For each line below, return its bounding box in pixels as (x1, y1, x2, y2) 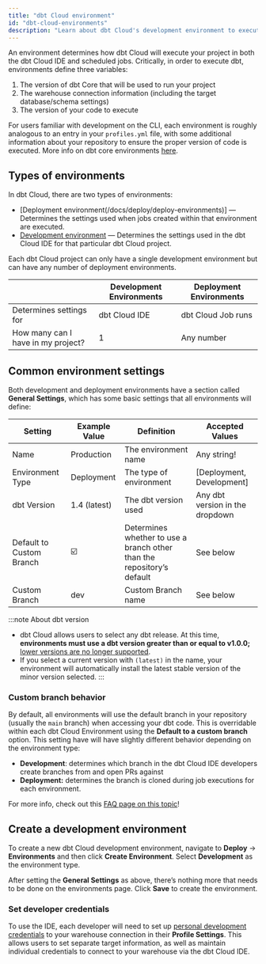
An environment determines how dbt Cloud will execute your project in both (8, 48, 255, 58)
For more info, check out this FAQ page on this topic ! (8, 799, 180, 809)
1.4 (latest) (70, 499, 112, 510)
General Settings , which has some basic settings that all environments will (8, 393, 252, 403)
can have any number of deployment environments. (8, 263, 177, 272)
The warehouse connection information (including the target (19, 89, 216, 98)
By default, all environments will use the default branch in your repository (8, 710, 247, 719)
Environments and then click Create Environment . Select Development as (8, 852, 253, 861)
